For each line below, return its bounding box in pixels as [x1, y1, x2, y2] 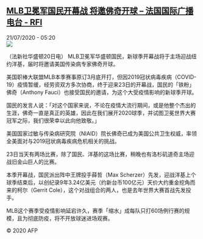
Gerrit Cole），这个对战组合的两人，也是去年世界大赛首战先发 [32, 186, 186, 194]
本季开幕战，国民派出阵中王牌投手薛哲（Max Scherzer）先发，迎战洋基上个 [6, 171, 196, 178]
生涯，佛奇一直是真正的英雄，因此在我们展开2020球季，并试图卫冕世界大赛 [6, 109, 196, 116]
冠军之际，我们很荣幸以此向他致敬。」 [6, 117, 100, 124]
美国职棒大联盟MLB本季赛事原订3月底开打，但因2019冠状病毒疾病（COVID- [6, 73, 197, 81]
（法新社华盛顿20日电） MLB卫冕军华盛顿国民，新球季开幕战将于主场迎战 [6, 53, 192, 60]
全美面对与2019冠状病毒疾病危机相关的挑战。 [6, 137, 120, 145]
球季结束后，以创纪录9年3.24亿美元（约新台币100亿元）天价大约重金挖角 [6, 178, 190, 186]
